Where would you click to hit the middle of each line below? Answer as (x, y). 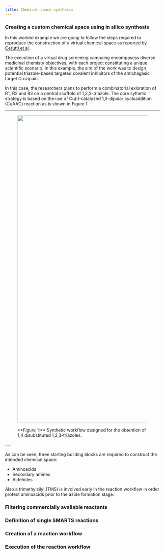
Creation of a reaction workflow (44, 533)
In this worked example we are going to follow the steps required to (73, 37)
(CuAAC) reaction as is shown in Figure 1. (47, 103)
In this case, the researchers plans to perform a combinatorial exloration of (81, 88)
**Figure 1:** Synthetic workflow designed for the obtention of (82, 430)
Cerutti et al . (18, 48)
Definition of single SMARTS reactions (52, 520)
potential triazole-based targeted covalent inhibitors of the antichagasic (77, 73)
